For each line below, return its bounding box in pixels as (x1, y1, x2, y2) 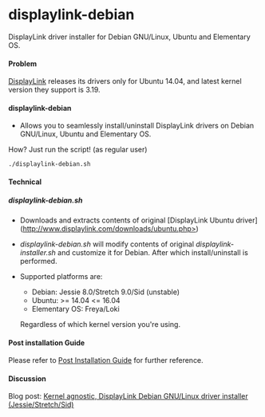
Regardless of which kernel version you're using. (19, 319, 181, 328)
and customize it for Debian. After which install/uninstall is (57, 247, 249, 257)
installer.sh (19, 247, 56, 257)
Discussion (8, 373, 46, 384)
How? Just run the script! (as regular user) (8, 145, 148, 155)
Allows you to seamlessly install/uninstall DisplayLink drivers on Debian (19, 121, 255, 131)
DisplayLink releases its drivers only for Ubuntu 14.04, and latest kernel (8, 77, 242, 86)
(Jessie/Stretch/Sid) (8, 400, 74, 410)
